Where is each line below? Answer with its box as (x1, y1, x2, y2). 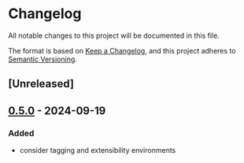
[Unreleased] (8, 77, 75, 91)
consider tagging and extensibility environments (19, 146, 176, 155)
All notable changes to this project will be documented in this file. (8, 31, 220, 40)
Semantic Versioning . (8, 54, 77, 64)
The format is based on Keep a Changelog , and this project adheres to (8, 46, 236, 55)
